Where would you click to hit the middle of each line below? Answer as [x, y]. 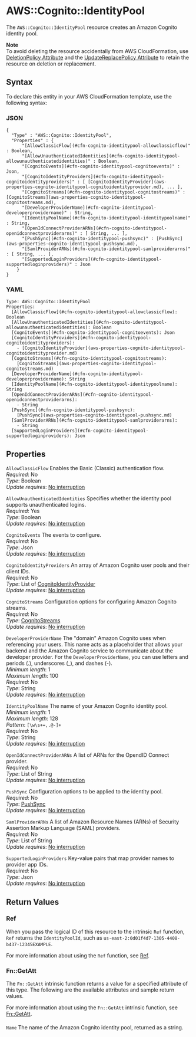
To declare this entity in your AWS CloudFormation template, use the [89, 96]
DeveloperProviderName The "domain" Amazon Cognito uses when [86, 638]
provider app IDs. [27, 865]
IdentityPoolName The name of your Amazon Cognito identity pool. [87, 706]
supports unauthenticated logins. [46, 505]
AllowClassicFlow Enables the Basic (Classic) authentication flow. [85, 468]
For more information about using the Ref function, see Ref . [78, 955]
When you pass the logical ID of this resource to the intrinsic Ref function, [95, 931]
